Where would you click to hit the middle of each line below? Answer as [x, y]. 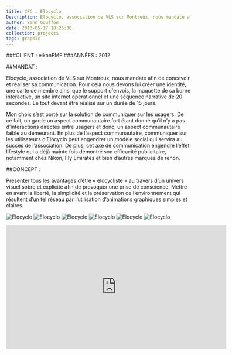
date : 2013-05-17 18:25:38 [39, 28]
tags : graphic [23, 39]
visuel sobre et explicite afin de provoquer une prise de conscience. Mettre [97, 187]
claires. [15, 205]
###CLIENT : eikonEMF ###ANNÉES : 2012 [58, 55]
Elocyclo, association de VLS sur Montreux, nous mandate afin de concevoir [98, 78]
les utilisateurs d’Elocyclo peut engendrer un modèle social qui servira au [94, 139]
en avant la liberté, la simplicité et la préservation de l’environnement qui [93, 193]
